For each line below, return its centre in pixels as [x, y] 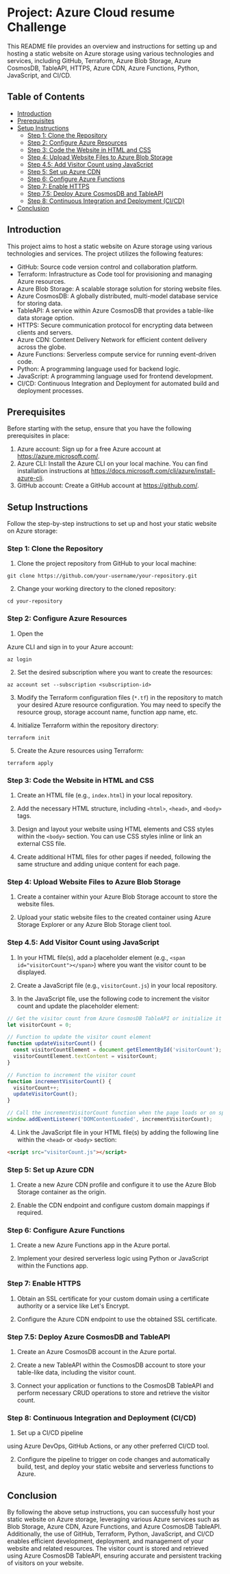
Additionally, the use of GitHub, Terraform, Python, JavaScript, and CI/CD [111, 1534]
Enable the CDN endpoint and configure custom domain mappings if [113, 1205]
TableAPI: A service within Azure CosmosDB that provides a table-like [115, 311]
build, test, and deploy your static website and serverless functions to [115, 1467]
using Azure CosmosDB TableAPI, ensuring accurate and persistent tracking [115, 1556]
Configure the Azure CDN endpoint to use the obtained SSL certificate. [117, 1319]
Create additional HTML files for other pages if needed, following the [114, 857]
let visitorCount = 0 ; [39, 1025]
